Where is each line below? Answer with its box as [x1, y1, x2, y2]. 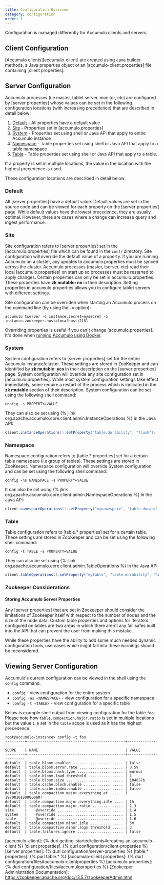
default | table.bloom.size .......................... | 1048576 [5, 778, 145, 783]
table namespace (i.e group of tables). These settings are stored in [5, 458, 140, 464]
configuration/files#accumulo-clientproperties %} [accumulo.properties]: [5, 859, 152, 865]
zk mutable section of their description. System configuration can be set [5, 387, 151, 392]
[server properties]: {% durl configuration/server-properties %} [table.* [5, 848, 149, 854]
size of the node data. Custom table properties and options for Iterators [5, 618, 149, 624]
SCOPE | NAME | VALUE [5, 748, 141, 753]
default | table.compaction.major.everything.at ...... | [5, 791, 128, 796]
